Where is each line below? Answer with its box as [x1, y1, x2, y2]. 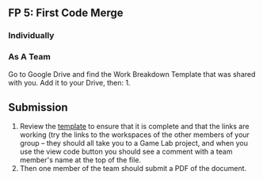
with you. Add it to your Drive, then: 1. [8, 78, 131, 87]
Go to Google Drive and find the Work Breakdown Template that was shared [8, 69, 256, 78]
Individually [8, 30, 55, 41]
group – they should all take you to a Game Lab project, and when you [19, 139, 248, 148]
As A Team [8, 51, 51, 63]
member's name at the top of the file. [19, 155, 141, 165]
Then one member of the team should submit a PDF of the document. [19, 164, 247, 173]
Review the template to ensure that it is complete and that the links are [19, 122, 250, 131]
